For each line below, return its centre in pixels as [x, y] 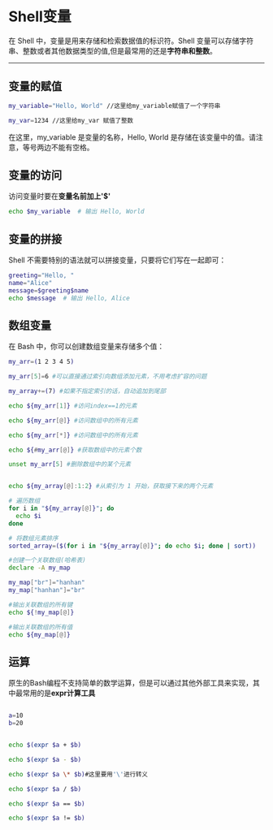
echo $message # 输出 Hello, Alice [69, 298]
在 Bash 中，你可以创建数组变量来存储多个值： [87, 347]
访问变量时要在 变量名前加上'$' [60, 197]
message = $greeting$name [49, 290]
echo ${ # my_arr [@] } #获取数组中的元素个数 [75, 450]
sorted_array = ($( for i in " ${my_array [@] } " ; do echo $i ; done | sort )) [132, 546]
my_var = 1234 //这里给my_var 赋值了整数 [71, 120]
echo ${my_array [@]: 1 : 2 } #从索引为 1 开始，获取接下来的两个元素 [111, 486]
